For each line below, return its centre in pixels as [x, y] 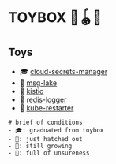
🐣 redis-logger [43, 99]
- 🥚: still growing [40, 146]
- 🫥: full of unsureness [49, 153]
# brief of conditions [45, 122]
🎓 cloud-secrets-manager [64, 71]
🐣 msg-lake [38, 83]
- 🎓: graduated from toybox [56, 130]
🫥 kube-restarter [47, 108]
